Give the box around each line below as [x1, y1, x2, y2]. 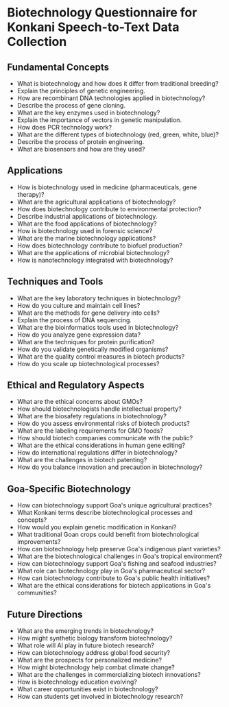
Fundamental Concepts [7, 61, 110, 73]
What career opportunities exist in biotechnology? [16, 685, 158, 693]
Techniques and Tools [7, 276, 104, 287]
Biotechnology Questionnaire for [7, 5, 197, 21]
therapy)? [16, 190, 45, 198]
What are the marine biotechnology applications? [16, 234, 156, 242]
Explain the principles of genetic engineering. [16, 87, 146, 95]
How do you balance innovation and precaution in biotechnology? [16, 463, 203, 471]
